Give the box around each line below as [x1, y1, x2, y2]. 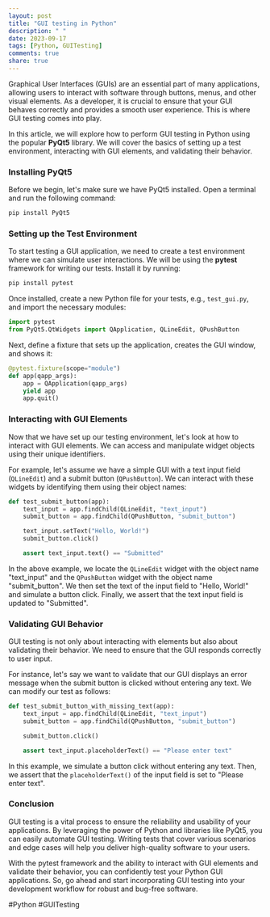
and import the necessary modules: [8, 302, 127, 312]
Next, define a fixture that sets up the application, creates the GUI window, [8, 340, 256, 350]
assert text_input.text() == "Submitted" [23, 549, 164, 557]
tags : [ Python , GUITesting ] [8, 42, 103, 50]
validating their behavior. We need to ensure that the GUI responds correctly [8, 646, 262, 655]
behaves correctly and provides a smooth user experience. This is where [8, 104, 251, 114]
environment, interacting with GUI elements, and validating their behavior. [8, 146, 252, 156]
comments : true [8, 49, 60, 57]
